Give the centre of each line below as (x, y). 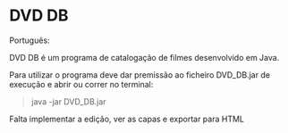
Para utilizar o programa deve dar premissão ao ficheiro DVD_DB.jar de (140, 75)
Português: (30, 40)
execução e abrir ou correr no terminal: (81, 84)
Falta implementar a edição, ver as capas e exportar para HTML (127, 119)
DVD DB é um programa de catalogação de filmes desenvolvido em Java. (144, 57)
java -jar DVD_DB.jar (68, 101)
